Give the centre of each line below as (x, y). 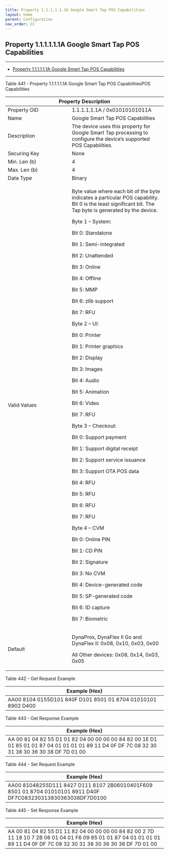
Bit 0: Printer (87, 335)
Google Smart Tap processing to (110, 133)
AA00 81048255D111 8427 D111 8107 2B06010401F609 (80, 785)
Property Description (84, 101)
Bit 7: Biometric (90, 619)
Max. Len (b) (23, 170)
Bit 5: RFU (83, 494)
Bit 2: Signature (90, 562)
